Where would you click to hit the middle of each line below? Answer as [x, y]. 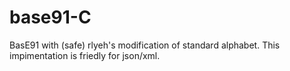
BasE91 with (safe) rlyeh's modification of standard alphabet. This [145, 45]
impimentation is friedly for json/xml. [85, 55]
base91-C [50, 17]
